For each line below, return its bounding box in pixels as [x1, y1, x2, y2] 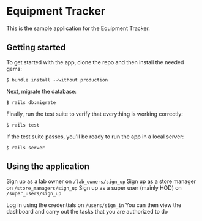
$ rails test [6, 122, 40, 128]
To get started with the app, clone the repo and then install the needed [6, 58, 184, 66]
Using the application [6, 161, 90, 172]
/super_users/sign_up [6, 190, 62, 197]
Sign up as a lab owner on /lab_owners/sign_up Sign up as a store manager [6, 178, 196, 185]
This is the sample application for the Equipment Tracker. [6, 24, 150, 32]
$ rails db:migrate [6, 99, 56, 105]
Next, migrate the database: [6, 88, 77, 95]
